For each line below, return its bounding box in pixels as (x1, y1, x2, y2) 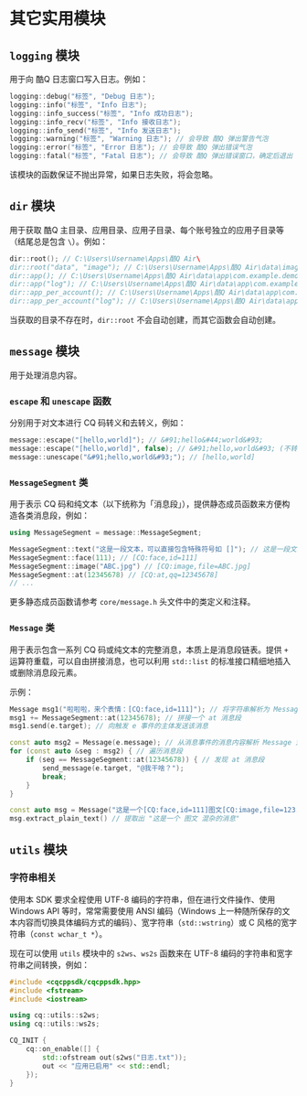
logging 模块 (9, 48, 80, 63)
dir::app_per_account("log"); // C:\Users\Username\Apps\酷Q (9, 296, 246, 306)
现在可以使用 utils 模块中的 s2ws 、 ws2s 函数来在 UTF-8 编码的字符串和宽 (9, 948, 285, 959)
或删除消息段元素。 (9, 667, 82, 678)
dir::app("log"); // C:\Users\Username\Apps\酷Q (9, 280, 196, 289)
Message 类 (9, 621, 55, 634)
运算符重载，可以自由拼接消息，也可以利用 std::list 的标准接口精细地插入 (9, 655, 291, 666)
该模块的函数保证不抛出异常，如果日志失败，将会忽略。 (9, 169, 217, 179)
